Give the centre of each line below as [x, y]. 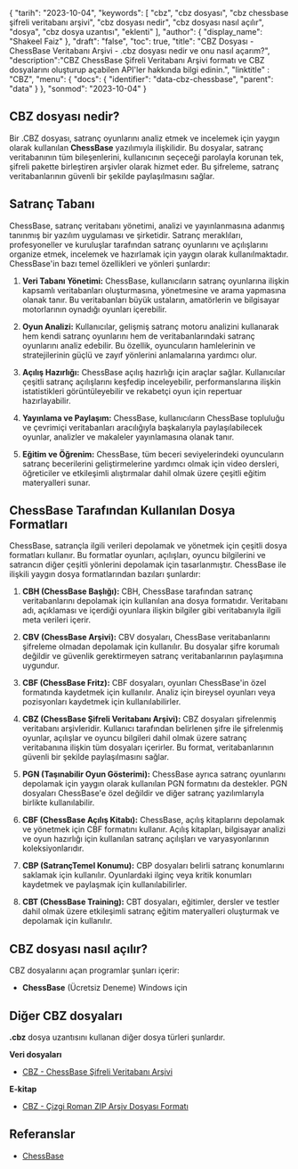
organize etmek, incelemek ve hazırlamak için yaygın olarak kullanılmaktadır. [149, 254]
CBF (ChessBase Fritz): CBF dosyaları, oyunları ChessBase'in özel [144, 683]
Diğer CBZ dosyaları [66, 1016]
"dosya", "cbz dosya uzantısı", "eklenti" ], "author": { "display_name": [136, 32]
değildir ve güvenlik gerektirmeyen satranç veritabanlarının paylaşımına [153, 656]
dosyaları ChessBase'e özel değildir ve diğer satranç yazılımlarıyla [143, 794]
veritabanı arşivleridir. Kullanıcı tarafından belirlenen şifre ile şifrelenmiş [153, 729]
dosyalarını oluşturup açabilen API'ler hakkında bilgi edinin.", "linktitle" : [139, 70]
